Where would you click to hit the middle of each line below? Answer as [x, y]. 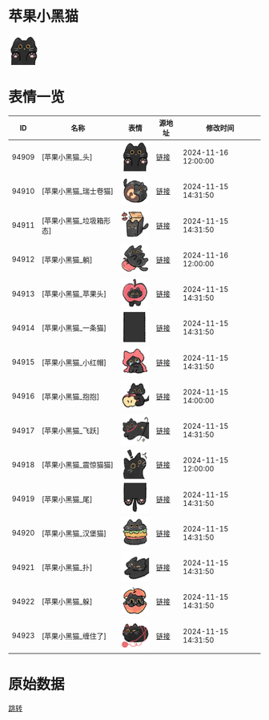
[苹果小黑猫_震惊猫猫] [77, 465]
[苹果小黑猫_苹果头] [74, 294]
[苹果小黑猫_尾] [67, 499]
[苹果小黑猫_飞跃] [70, 431]
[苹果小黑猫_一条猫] [74, 328]
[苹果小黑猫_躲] [67, 601]
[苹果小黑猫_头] [67, 157]
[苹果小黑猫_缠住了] [74, 636]
